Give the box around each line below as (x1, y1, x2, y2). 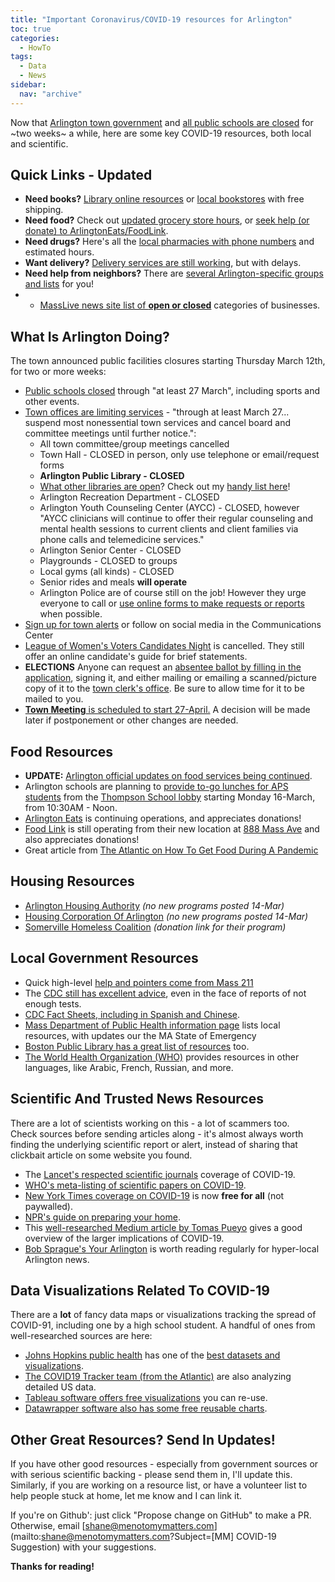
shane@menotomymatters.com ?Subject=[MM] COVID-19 (41, 1531, 277, 1543)
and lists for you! (24, 278, 95, 290)
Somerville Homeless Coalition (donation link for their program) (24, 921, 287, 933)
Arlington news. (24, 1253, 90, 1265)
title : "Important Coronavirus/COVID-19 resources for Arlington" (10, 14, 293, 25)
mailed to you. (24, 693, 84, 705)
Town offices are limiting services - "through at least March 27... (24, 406, 290, 418)
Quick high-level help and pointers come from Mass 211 (24, 976, 254, 988)
